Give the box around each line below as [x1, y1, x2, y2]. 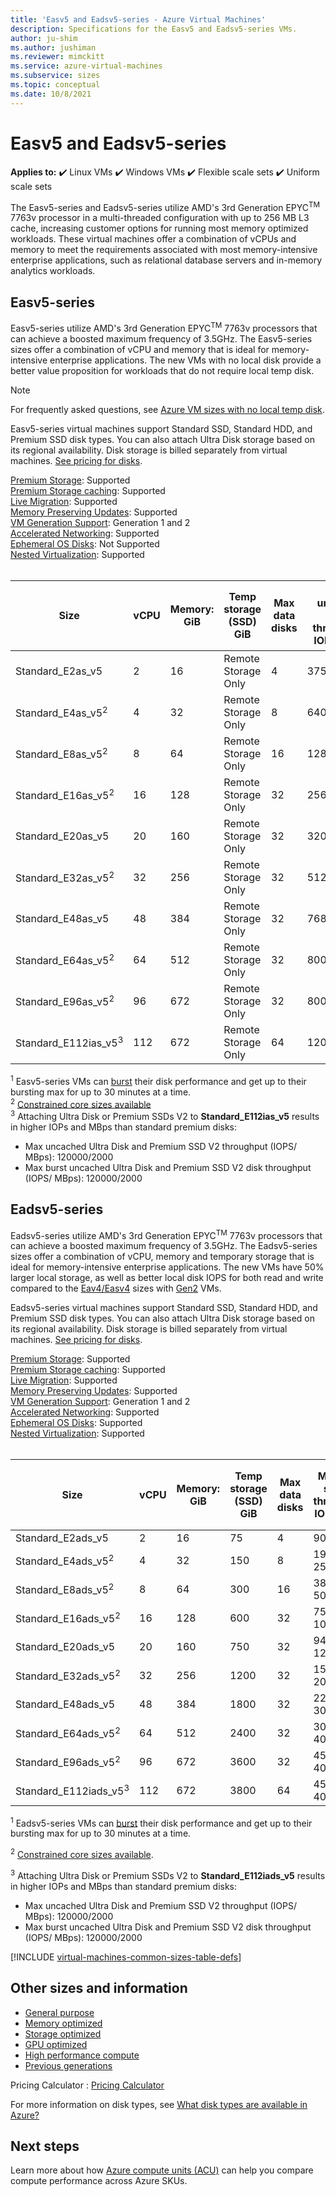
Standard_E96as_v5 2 [15, 993, 115, 1009]
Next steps [10, 2137, 80, 2155]
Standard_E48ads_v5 [15, 1697, 116, 1711]
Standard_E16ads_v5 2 [15, 1610, 121, 1626]
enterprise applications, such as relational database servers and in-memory [10, 254, 323, 266]
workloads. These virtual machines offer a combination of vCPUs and [10, 233, 297, 245]
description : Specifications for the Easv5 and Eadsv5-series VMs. [10, 24, 298, 34]
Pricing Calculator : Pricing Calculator [10, 2079, 165, 2091]
